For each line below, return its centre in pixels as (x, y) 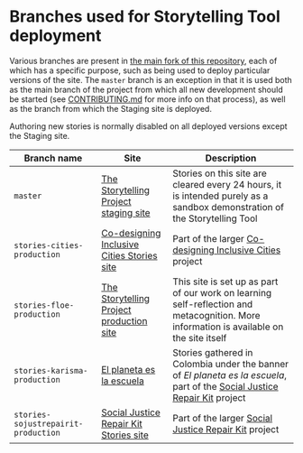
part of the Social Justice (225, 386)
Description (231, 158)
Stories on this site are (220, 173)
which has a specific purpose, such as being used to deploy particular (140, 70)
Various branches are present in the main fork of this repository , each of (143, 60)
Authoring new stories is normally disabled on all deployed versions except (148, 126)
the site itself (200, 337)
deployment (55, 36)
